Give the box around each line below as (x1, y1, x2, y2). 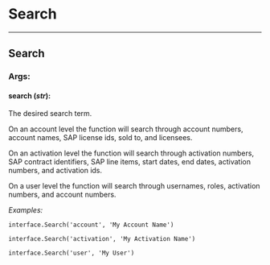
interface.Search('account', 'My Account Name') (8, 221, 174, 230)
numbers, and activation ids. (8, 166, 103, 176)
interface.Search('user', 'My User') (8, 249, 135, 258)
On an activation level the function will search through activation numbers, (8, 148, 255, 158)
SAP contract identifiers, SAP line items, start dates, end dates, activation (8, 157, 252, 167)
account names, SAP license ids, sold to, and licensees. (8, 133, 193, 143)
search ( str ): (8, 90, 51, 101)
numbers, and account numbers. (8, 190, 117, 200)
